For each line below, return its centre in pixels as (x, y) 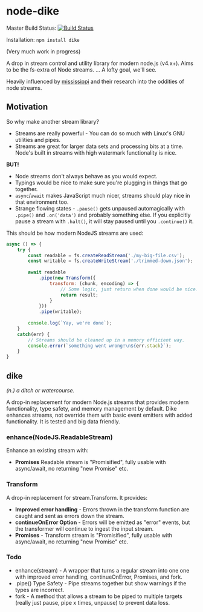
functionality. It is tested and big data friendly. (63, 421)
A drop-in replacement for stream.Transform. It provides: (77, 497)
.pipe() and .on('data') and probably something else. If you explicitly (103, 215)
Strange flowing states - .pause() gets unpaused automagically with (100, 208)
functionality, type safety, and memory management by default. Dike (92, 408)
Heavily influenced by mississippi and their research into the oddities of (95, 81)
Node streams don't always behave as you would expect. (86, 176)
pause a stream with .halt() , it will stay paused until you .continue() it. (104, 221)
